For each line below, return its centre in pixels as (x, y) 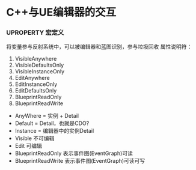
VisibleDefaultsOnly (39, 65)
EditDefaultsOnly (36, 91)
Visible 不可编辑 (35, 138)
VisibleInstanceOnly (40, 71)
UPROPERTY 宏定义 (35, 32)
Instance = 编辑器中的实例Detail (54, 131)
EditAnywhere (32, 78)
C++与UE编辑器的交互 (61, 12)
